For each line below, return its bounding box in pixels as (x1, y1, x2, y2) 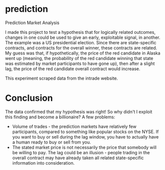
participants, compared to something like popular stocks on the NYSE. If (12, 129, 159, 135)
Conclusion (5, 92, 53, 104)
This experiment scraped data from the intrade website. (5, 75, 118, 81)
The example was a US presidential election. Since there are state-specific (5, 39, 157, 45)
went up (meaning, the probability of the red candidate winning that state (5, 55, 154, 61)
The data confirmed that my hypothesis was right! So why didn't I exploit (5, 109, 153, 114)
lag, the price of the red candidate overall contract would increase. (5, 65, 140, 72)
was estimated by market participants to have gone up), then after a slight (5, 60, 155, 66)
